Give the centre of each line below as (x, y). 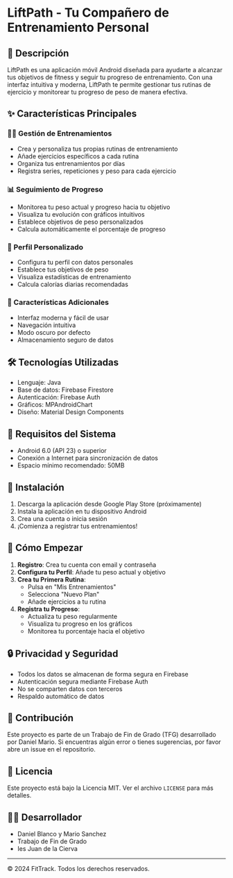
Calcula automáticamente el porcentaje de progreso (92, 229)
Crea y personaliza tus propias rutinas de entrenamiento (97, 149)
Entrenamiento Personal (78, 27)
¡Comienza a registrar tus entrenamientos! (77, 527)
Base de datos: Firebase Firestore (65, 390)
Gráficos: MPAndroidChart (55, 405)
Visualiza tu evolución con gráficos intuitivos (81, 214)
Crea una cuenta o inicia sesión (62, 519)
